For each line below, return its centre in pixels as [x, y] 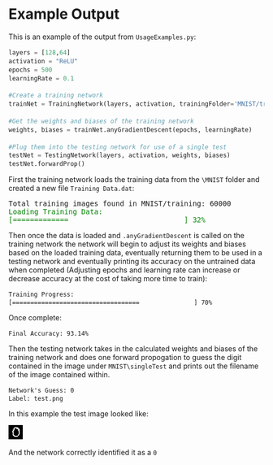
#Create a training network [56, 96]
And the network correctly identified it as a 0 [82, 453]
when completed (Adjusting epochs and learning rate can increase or [124, 270]
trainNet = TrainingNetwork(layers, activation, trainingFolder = [121, 104]
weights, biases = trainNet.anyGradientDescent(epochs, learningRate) [130, 130]
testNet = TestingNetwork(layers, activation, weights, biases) [119, 155]
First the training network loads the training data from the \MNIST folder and [134, 180]
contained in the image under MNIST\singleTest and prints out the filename [134, 366]
